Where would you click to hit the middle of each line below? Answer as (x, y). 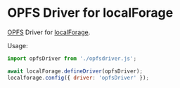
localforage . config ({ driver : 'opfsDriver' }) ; (78, 78)
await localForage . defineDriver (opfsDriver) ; (75, 71)
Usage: (18, 45)
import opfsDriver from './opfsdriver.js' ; (72, 58)
